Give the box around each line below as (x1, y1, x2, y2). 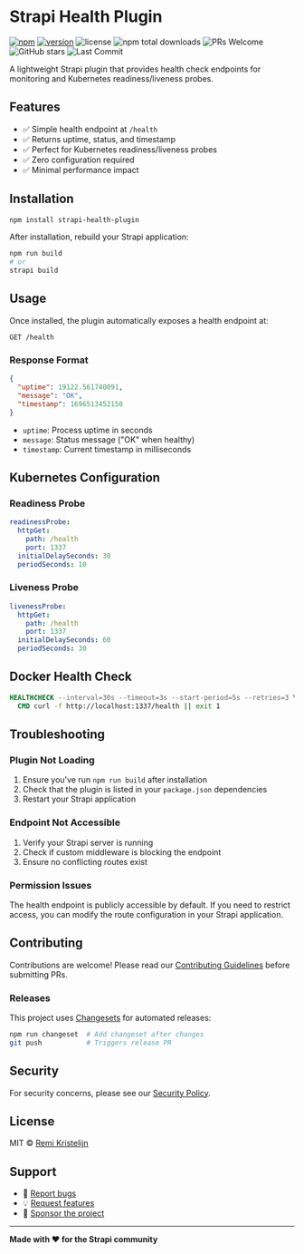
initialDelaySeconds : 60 (17, 636, 111, 645)
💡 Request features (22, 1198, 95, 1209)
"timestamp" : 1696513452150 (17, 399, 124, 409)
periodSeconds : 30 (17, 644, 88, 654)
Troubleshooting (9, 726, 106, 742)
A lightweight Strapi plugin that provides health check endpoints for (9, 63, 261, 74)
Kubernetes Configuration (9, 470, 161, 485)
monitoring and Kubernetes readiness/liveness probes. (9, 73, 214, 83)
